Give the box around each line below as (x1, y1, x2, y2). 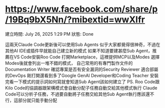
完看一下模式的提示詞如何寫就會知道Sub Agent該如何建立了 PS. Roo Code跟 (5, 78, 160, 85)
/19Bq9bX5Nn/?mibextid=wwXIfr (5, 14, 145, 25)
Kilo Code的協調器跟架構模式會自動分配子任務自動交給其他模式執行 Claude (5, 85, 158, 91)
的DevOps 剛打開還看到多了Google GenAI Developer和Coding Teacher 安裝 (5, 72, 159, 78)
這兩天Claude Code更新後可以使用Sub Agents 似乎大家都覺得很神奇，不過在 (5, 41, 161, 48)
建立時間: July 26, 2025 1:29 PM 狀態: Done (5, 31, 94, 37)
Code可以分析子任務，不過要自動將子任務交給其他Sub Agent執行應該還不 (5, 91, 155, 97)
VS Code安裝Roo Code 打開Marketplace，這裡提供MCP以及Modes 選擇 (13, 54, 160, 60)
